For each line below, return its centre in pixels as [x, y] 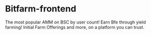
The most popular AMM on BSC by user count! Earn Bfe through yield [75, 22]
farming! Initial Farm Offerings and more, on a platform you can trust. [75, 27]
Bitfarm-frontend [41, 9]
